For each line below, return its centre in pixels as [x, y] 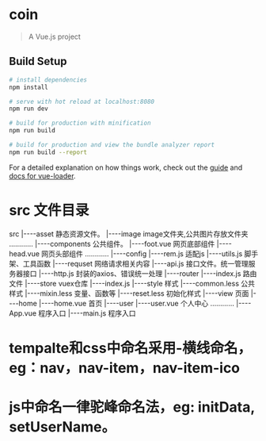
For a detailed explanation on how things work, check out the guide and [126, 167]
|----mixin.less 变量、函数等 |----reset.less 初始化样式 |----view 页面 [137, 293]
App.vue [23, 313]
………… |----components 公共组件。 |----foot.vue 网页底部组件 [112, 244]
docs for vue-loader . [42, 175]
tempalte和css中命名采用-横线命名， [130, 348]
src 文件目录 [49, 210]
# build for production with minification [80, 123]
